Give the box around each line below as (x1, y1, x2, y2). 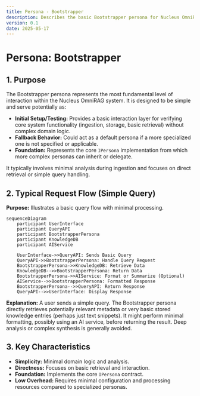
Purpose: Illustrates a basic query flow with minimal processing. (6, 204, 164, 211)
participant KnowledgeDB (17, 237, 79, 242)
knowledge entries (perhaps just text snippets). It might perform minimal (6, 312, 184, 320)
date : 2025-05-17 (6, 25, 49, 32)
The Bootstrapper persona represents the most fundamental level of (6, 91, 174, 98)
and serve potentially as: (6, 103, 67, 110)
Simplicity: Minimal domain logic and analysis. (14, 358, 130, 365)
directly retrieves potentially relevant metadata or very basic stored (6, 306, 171, 313)
